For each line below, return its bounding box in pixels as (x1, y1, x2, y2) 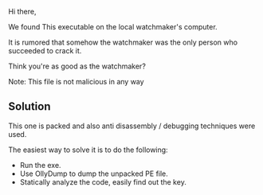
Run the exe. (19, 160, 61, 170)
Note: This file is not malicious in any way (8, 77, 145, 86)
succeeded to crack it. (8, 46, 82, 55)
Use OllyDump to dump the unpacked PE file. (19, 169, 169, 178)
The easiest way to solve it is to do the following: (8, 145, 169, 154)
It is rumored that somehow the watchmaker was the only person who (8, 37, 237, 47)
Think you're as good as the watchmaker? (8, 61, 146, 71)
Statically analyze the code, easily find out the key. (19, 177, 187, 186)
